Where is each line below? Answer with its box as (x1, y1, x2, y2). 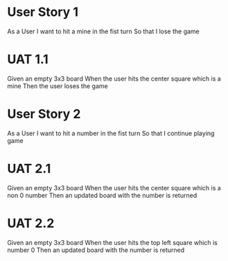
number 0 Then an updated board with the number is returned (7, 246, 185, 254)
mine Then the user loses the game (7, 81, 109, 90)
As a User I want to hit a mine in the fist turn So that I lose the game (7, 27, 200, 35)
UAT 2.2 (7, 215, 55, 231)
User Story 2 (7, 106, 81, 122)
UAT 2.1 (7, 161, 51, 176)
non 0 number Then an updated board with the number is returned (7, 191, 198, 199)
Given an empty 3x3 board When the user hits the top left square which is (7, 238, 218, 246)
